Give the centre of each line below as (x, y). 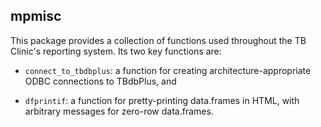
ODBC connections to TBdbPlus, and (100, 81)
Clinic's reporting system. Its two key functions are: (116, 51)
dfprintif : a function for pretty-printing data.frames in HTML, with (162, 100)
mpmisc (36, 16)
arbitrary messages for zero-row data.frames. (119, 111)
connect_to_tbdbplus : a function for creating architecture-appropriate (168, 70)
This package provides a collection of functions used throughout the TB (158, 40)
